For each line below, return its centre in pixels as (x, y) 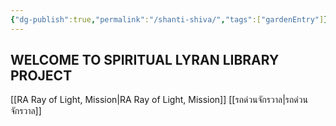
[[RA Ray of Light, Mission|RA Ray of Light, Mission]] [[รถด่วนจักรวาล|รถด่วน (159, 100)
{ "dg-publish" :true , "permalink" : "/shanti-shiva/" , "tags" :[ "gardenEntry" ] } (169, 19)
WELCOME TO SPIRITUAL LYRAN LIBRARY (145, 60)
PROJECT (41, 76)
